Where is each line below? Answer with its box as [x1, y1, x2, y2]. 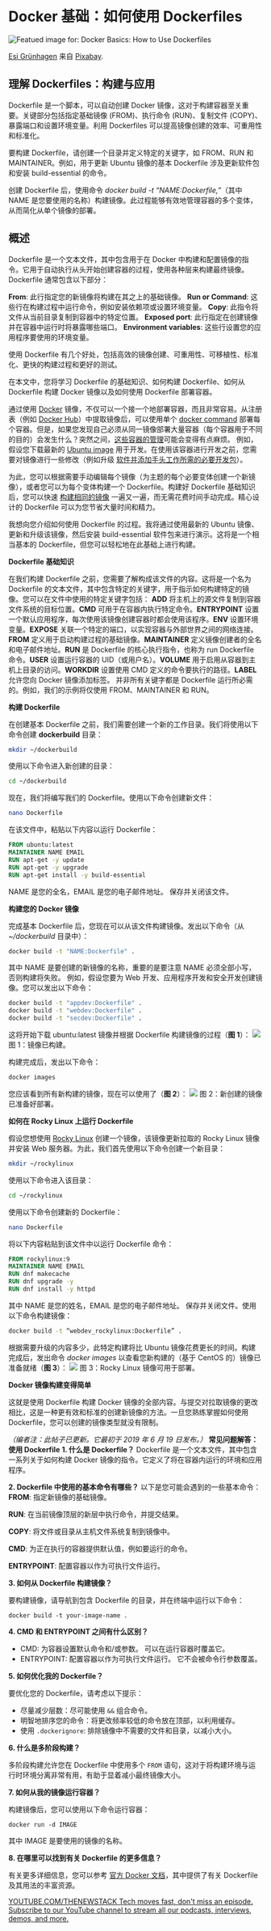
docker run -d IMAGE [8, 1820, 78, 1828]
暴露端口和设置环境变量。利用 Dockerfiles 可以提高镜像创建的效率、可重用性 [8, 120, 262, 130]
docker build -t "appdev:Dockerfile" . [8, 999, 143, 1008]
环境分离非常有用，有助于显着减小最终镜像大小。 [22, 1770, 186, 1780]
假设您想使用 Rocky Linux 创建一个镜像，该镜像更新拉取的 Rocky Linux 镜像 [8, 1133, 261, 1143]
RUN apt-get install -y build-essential [8, 871, 147, 879]
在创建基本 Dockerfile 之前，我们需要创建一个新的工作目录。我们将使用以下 [8, 719, 259, 729]
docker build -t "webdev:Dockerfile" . [8, 1007, 143, 1015]
